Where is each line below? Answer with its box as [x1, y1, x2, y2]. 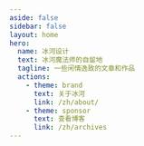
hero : [9, 38, 30, 48]
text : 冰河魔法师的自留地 [17, 55, 103, 64]
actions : [17, 73, 51, 82]
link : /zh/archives [33, 123, 107, 132]
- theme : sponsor [25, 106, 91, 115]
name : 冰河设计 [17, 47, 70, 56]
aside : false [9, 13, 59, 23]
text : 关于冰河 [33, 89, 86, 98]
